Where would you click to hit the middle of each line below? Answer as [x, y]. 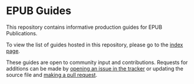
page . [13, 51]
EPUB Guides [39, 11]
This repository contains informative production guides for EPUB [84, 27]
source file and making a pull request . [52, 75]
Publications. [22, 33]
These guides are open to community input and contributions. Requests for [97, 62]
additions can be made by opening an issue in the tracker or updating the [95, 68]
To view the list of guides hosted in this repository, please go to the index [95, 45]
